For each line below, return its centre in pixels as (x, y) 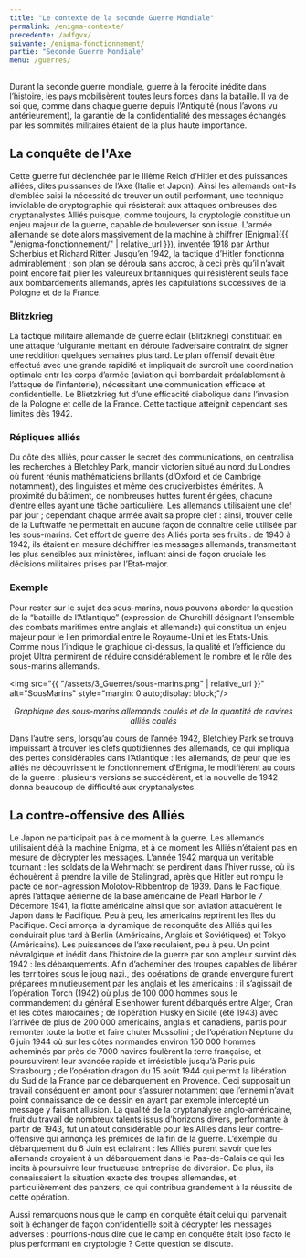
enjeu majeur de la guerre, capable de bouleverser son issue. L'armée (141, 224)
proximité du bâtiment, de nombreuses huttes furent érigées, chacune (141, 496)
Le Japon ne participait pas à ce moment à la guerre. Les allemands (137, 838)
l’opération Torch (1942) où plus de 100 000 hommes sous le (123, 993)
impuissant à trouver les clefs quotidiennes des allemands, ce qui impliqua (149, 748)
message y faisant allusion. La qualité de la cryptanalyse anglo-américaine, (151, 1109)
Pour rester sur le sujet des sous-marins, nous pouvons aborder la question (152, 608)
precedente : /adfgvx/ (51, 35)
